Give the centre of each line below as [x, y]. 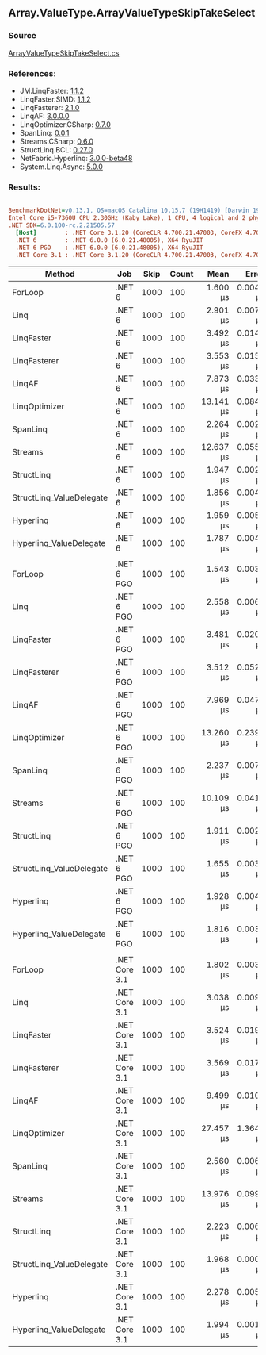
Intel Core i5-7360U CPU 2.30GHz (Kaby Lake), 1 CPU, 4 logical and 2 [127, 218]
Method [60, 274]
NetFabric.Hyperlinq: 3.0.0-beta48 [76, 158]
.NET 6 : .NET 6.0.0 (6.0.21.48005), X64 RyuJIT [109, 240]
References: [32, 73]
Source [23, 36]
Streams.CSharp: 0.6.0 [56, 141]
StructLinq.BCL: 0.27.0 [56, 149]
